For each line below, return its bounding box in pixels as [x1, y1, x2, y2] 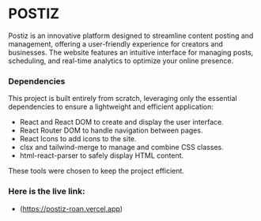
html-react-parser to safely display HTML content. [19, 151, 184, 160]
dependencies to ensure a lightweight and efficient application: [8, 102, 214, 111]
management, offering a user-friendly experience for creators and [8, 39, 224, 48]
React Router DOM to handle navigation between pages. [19, 125, 203, 135]
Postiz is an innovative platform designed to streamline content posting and [8, 31, 254, 40]
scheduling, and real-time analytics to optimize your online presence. [8, 56, 234, 66]
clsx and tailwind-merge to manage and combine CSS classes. [19, 143, 224, 152]
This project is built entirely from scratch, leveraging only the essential [8, 94, 237, 103]
